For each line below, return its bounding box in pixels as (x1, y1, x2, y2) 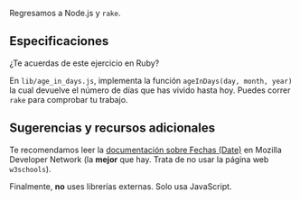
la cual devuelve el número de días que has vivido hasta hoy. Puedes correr (9, 85, 291, 96)
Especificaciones (9, 33, 109, 49)
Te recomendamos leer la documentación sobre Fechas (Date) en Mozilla (9, 144, 282, 155)
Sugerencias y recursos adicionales (9, 121, 215, 136)
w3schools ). (9, 163, 52, 174)
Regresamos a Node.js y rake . (9, 8, 121, 18)
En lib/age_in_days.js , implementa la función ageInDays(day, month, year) (9, 75, 293, 86)
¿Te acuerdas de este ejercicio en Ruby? (9, 58, 160, 69)
